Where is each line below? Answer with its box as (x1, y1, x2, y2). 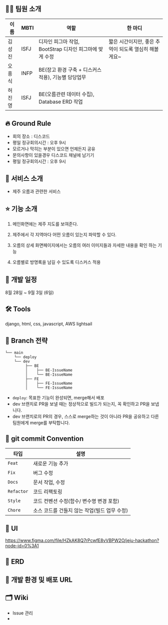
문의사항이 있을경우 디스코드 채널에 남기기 (12, 152, 94, 158)
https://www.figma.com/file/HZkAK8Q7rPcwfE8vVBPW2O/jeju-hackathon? (5, 537, 159, 543)
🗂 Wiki (5, 593, 28, 602)
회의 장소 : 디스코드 (12, 133, 50, 139)
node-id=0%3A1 (5, 543, 39, 549)
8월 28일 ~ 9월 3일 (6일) (5, 289, 54, 295)
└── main (5, 350, 23, 355)
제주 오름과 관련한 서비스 (12, 188, 61, 194)
